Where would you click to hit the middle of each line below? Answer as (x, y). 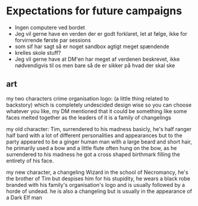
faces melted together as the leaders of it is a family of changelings (89, 117)
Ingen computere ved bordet (50, 27)
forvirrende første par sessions (53, 40)
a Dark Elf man (24, 197)
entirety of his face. (30, 160)
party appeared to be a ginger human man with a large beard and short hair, (99, 142)
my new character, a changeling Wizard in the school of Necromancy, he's (97, 172)
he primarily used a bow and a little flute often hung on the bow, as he (92, 148)
